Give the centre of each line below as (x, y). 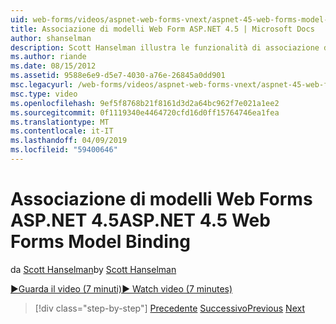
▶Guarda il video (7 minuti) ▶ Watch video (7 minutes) (121, 288)
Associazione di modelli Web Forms (161, 199)
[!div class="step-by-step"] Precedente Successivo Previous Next (169, 308)
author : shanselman (51, 38)
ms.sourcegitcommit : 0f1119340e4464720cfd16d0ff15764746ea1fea (145, 112)
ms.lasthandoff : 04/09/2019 (69, 141)
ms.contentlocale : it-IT (62, 131)
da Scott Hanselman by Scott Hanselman (93, 269)
